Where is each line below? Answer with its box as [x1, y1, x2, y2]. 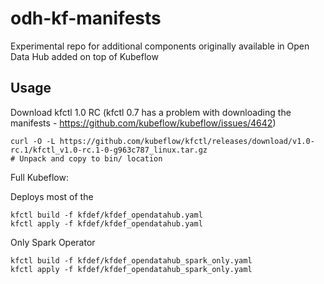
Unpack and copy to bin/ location [19, 153, 163, 164]
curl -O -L [10, 136, 56, 146]
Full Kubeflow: [10, 171, 69, 183]
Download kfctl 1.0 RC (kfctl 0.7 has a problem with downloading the [10, 106, 292, 118]
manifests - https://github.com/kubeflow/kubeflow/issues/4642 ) [10, 117, 277, 129]
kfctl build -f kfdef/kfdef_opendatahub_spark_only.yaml [10, 255, 253, 266]
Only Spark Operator [10, 236, 96, 248]
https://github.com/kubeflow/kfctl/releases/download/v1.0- [59, 136, 315, 146]
